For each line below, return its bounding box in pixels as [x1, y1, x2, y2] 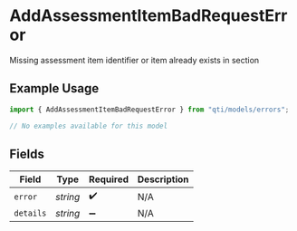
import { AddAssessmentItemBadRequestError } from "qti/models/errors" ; [9, 105, 290, 114]
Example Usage [9, 81, 100, 96]
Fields [9, 146, 45, 161]
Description [137, 173, 189, 186]
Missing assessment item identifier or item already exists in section [9, 54, 260, 65]
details [14, 208, 47, 218]
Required [89, 173, 129, 186]
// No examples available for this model [9, 121, 168, 130]
